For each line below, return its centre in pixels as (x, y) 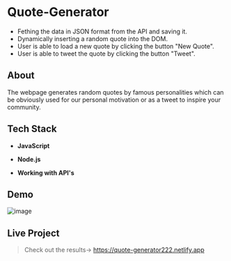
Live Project (34, 233)
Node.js (29, 159)
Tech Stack (32, 129)
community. (24, 107)
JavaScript (33, 145)
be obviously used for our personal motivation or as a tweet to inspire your (114, 100)
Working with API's (46, 173)
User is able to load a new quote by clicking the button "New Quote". (115, 46)
